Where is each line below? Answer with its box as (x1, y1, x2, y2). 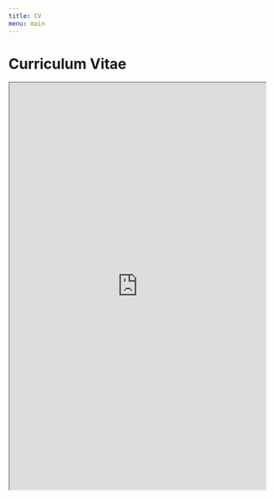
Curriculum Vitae (8, 55, 127, 73)
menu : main (8, 20, 46, 28)
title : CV (8, 11, 42, 20)
